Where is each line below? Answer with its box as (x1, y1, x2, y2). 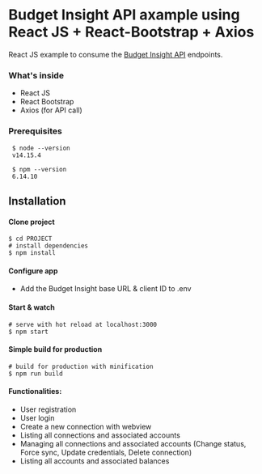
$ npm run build (8, 370, 63, 378)
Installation (8, 194, 66, 208)
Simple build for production (8, 345, 103, 354)
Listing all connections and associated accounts (19, 430, 180, 440)
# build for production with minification (8, 362, 154, 370)
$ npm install (8, 249, 57, 257)
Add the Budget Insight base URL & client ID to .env (19, 284, 192, 294)
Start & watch (8, 302, 55, 312)
